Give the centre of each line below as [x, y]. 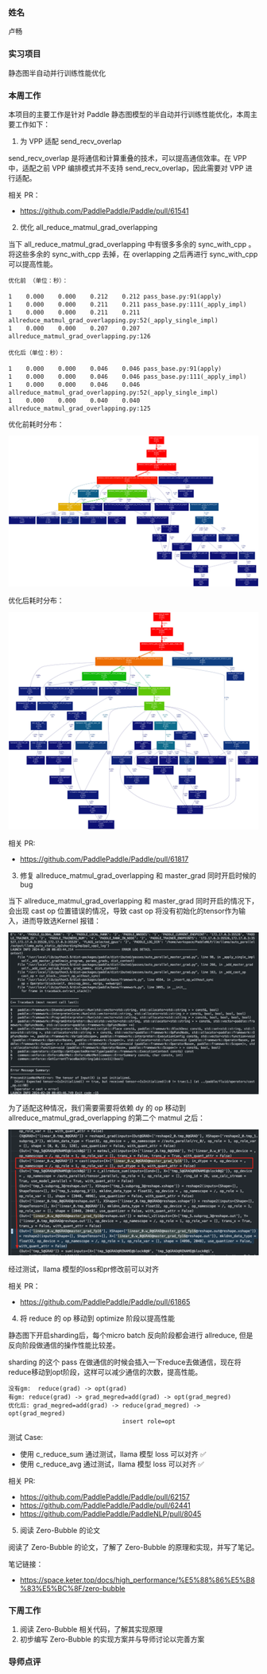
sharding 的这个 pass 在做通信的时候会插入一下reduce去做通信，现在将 [125, 1362]
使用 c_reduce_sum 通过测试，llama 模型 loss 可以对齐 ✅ [113, 1454]
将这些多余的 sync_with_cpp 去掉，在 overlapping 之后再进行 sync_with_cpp [133, 254]
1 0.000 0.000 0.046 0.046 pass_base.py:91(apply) [115, 369]
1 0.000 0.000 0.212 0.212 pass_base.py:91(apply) [115, 296]
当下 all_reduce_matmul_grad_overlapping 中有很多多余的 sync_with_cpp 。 [132, 244]
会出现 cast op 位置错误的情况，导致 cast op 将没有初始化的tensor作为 [124, 911]
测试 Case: [26, 1437]
